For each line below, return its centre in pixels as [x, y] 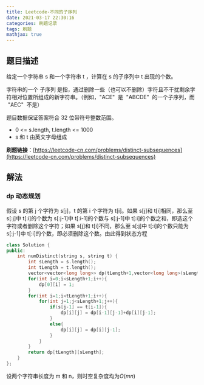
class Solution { [28, 245]
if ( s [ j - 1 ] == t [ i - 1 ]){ [78, 307]
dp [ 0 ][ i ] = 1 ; [56, 284]
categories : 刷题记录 [32, 23]
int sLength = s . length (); [62, 262]
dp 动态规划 [23, 196]
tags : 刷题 [19, 29]
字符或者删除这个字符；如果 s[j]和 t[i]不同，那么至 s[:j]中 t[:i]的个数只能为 [98, 226]
